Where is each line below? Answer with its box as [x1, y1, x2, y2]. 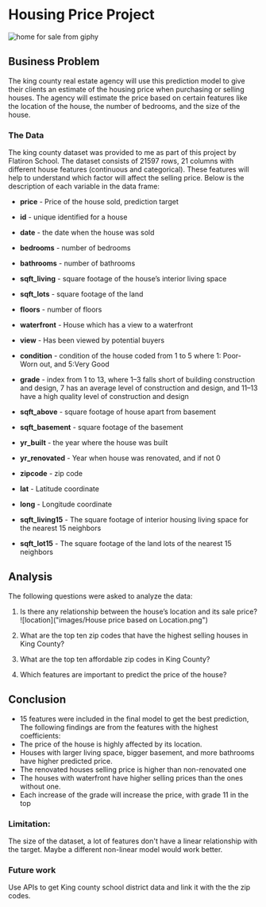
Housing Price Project [8, 6, 155, 24]
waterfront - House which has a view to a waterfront [19, 320, 193, 330]
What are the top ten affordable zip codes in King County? [19, 654, 210, 664]
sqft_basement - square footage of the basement [19, 423, 184, 432]
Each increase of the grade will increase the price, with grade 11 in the [19, 789, 249, 800]
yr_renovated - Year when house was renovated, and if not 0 [19, 453, 221, 463]
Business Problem [8, 55, 100, 68]
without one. [19, 781, 61, 791]
